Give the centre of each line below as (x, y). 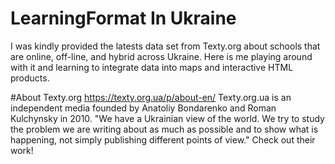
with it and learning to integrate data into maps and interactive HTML (152, 67)
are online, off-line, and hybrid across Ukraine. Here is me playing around (161, 56)
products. (30, 78)
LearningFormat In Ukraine (123, 18)
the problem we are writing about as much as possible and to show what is (164, 129)
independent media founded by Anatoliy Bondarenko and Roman (143, 108)
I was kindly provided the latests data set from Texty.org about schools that (165, 46)
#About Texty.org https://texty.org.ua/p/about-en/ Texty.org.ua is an (151, 97)
